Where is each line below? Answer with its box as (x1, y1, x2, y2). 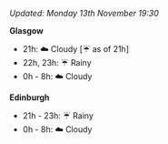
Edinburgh (9, 92, 50, 103)
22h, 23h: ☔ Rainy (22, 57, 93, 67)
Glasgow (9, 26, 44, 36)
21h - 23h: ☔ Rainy (22, 110, 94, 121)
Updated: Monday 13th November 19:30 (9, 8, 159, 18)
